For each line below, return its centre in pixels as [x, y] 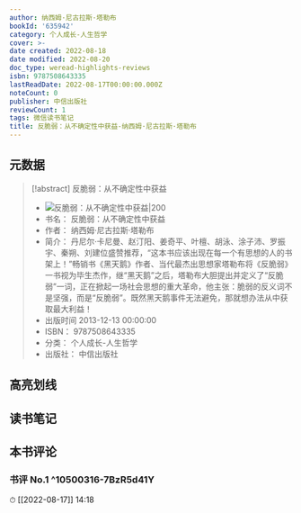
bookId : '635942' [42, 26]
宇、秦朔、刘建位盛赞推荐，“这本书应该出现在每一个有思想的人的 [164, 252]
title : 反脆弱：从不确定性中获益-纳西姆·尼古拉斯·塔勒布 [103, 127]
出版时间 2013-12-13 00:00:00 [101, 319]
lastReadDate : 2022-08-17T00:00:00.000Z [86, 85]
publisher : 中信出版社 [49, 101]
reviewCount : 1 [38, 110]
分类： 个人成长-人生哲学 [91, 342]
